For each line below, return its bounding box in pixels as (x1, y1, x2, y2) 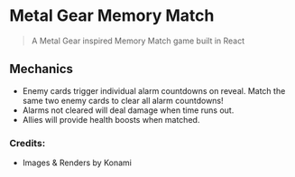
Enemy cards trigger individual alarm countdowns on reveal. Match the (22, 85, 286, 96)
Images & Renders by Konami (22, 157, 133, 168)
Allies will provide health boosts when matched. (22, 114, 200, 125)
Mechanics (9, 61, 74, 77)
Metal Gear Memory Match (9, 5, 215, 26)
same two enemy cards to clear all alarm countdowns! (22, 95, 224, 106)
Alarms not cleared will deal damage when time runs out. (22, 105, 235, 116)
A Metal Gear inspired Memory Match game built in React (31, 35, 245, 46)
